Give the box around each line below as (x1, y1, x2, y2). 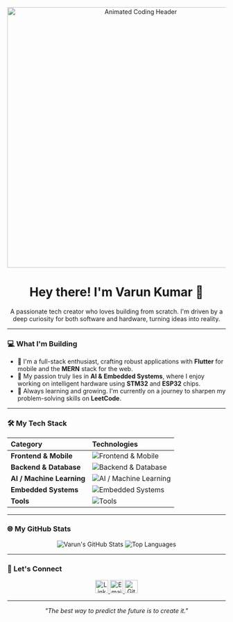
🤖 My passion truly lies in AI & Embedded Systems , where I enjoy (17, 372, 205, 381)
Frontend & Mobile (10, 451, 73, 461)
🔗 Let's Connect (7, 564, 62, 573)
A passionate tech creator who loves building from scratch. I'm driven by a (10, 307, 223, 316)
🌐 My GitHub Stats (7, 524, 71, 534)
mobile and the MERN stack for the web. (17, 365, 133, 373)
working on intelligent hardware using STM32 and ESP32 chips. (17, 379, 201, 388)
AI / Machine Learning (10, 473, 85, 483)
